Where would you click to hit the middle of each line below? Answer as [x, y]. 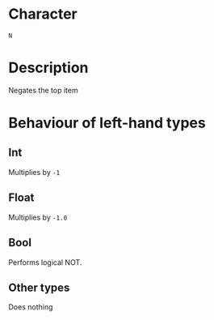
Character [43, 14]
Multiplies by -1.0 [38, 217]
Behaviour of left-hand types [107, 123]
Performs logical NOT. [45, 262]
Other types [39, 287]
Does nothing [31, 307]
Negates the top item [43, 90]
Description [48, 68]
